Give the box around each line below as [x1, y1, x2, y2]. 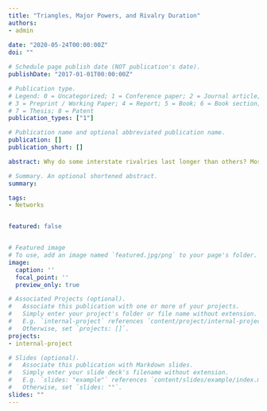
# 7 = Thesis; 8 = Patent [8, 107, 94, 115]
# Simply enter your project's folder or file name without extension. [8, 310, 258, 318]
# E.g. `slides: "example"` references [8, 376, 148, 384]
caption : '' [15, 266, 56, 274]
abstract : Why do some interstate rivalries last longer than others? [8, 157, 247, 165]
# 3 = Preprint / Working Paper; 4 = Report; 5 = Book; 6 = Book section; [8, 99, 261, 107]
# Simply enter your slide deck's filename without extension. [8, 369, 229, 377]
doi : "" [8, 48, 34, 56]
